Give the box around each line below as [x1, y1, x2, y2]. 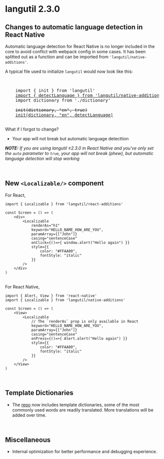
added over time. [12, 412, 46, 418]
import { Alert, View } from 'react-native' [5, 293, 97, 298]
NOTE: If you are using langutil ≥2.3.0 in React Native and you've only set [5, 145, 154, 151]
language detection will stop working [5, 155, 80, 161]
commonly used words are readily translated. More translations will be [12, 407, 154, 413]
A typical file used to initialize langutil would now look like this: [5, 68, 133, 74]
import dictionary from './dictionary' [15, 98, 111, 103]
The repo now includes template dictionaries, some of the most [12, 402, 140, 408]
